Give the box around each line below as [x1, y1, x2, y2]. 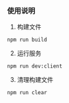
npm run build [7, 36, 48, 44]
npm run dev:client [7, 63, 63, 70]
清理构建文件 [16, 76, 53, 84]
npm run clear [7, 89, 48, 96]
